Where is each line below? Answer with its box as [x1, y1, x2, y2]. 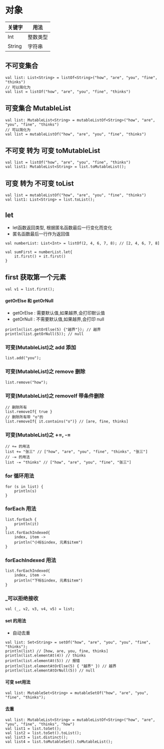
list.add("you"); [5, 355, 41, 360]
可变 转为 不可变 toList [5, 179, 74, 187]
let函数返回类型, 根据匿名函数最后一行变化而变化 [12, 224, 112, 230]
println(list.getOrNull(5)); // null [5, 331, 84, 336]
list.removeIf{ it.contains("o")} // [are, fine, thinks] [5, 418, 128, 424]
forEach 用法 [5, 505, 36, 512]
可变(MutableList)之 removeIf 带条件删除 [5, 392, 104, 399]
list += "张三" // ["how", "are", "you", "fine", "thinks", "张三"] [5, 449, 148, 454]
